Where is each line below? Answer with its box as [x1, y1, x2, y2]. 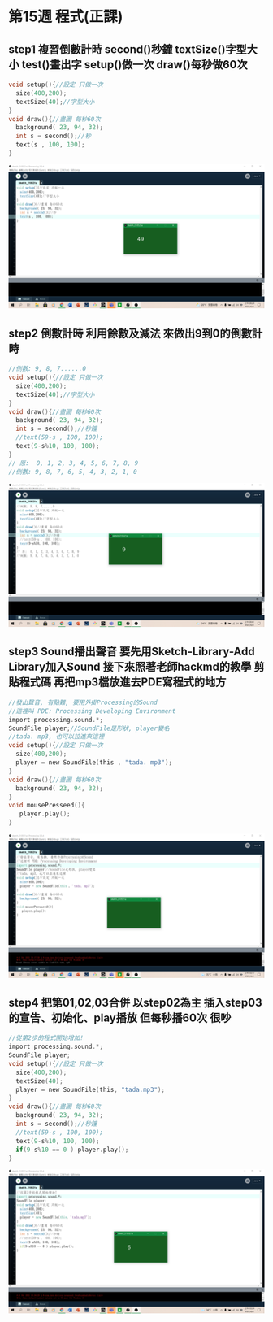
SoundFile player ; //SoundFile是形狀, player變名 [8, 724, 171, 733]
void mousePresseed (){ [8, 802, 85, 810]
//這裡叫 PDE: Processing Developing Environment [8, 707, 176, 715]
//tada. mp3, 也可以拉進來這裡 [8, 733, 105, 741]
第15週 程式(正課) [8, 7, 123, 26]
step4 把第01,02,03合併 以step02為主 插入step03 [8, 995, 262, 1009]
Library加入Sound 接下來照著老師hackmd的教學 [8, 660, 252, 674]
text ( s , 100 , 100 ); [15, 141, 85, 149]
